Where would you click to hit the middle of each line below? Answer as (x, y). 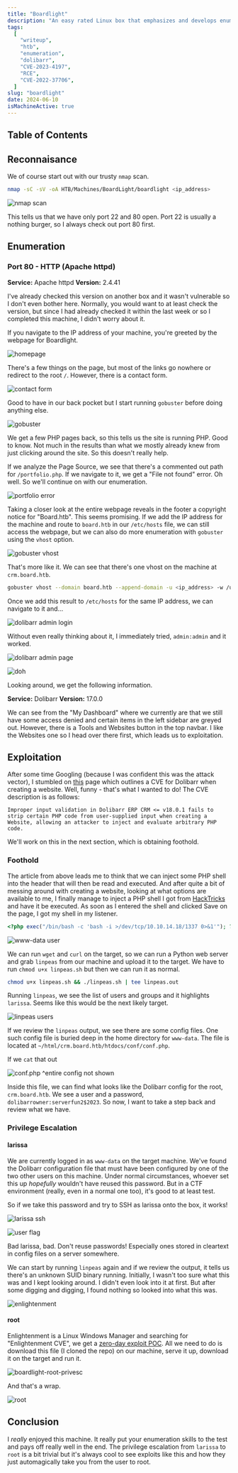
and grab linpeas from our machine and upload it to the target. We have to (116, 961)
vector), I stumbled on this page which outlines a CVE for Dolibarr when (112, 782)
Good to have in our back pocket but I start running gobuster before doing (115, 403)
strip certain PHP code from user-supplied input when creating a (107, 816)
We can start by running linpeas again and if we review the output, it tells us (119, 1267)
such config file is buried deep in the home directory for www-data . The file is (118, 1038)
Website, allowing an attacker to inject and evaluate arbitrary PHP (112, 822)
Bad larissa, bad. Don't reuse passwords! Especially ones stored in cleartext (118, 1246)
